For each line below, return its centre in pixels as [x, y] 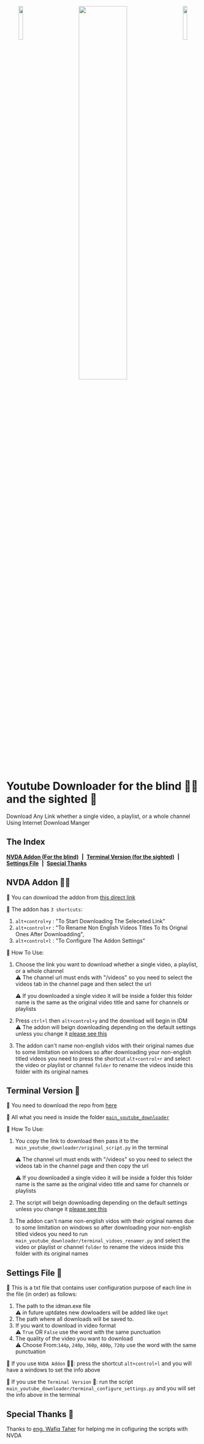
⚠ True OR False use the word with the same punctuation [88, 1332]
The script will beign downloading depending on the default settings [101, 1203]
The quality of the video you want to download [74, 1339]
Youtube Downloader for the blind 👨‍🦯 [102, 786]
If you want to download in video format [66, 1326]
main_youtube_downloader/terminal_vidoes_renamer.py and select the [102, 1241]
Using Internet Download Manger [48, 822]
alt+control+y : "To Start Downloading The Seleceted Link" [90, 921]
